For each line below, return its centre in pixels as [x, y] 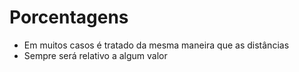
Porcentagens [69, 17]
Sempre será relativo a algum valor [95, 55]
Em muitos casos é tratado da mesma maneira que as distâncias [156, 45]
